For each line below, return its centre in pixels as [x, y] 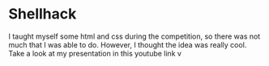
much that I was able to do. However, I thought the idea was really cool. [128, 44]
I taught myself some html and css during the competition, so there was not [134, 36]
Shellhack [43, 14]
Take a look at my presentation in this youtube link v [95, 53]
